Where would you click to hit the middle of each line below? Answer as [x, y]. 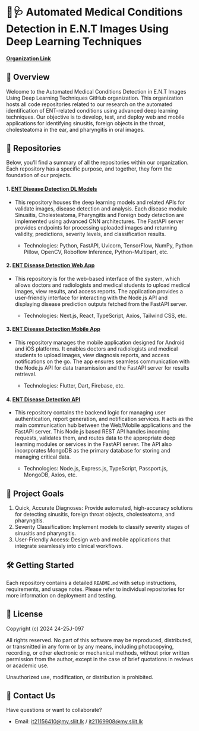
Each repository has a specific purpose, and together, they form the [89, 169]
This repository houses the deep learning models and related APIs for [100, 202]
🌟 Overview [28, 77]
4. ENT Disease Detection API [43, 399]
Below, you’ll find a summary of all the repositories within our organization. [97, 163]
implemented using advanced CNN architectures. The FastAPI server [99, 221]
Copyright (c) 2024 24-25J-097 [45, 628]
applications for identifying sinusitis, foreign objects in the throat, [86, 123]
